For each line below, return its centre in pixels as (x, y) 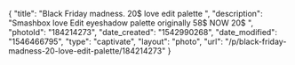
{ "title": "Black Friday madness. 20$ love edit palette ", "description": (136, 14)
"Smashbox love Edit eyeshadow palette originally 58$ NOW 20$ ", (131, 23)
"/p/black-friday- (256, 41)
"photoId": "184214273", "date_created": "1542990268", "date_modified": (143, 32)
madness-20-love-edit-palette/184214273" (87, 51)
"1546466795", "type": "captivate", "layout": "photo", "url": (116, 41)
